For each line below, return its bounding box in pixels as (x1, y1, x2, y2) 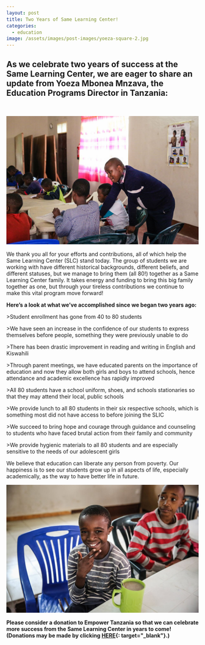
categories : (6, 23, 37, 29)
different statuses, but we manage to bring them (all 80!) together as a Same (6, 269, 199, 277)
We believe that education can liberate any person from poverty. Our (6, 459, 179, 467)
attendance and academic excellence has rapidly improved (6, 374, 154, 382)
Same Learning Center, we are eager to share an (6, 68, 193, 79)
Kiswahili (6, 349, 29, 357)
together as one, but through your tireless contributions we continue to (6, 283, 184, 290)
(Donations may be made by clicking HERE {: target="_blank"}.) (6, 632, 170, 640)
